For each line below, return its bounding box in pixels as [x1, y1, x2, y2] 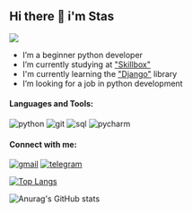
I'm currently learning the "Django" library [22, 68, 178, 79]
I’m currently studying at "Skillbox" [22, 59, 151, 70]
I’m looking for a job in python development [22, 78, 183, 89]
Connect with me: [9, 139, 78, 149]
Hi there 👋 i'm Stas [9, 9, 115, 24]
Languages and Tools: [9, 98, 94, 109]
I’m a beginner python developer [22, 49, 144, 60]
